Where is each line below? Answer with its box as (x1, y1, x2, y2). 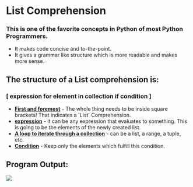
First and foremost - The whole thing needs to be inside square (14, 105, 168, 112)
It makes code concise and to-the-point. (14, 45, 112, 52)
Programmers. (6, 32, 48, 40)
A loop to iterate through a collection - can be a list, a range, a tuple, (14, 130, 181, 137)
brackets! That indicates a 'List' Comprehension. (14, 112, 131, 119)
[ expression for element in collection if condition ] (6, 92, 152, 100)
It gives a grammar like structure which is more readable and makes (14, 51, 178, 59)
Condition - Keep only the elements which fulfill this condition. (14, 143, 165, 150)
